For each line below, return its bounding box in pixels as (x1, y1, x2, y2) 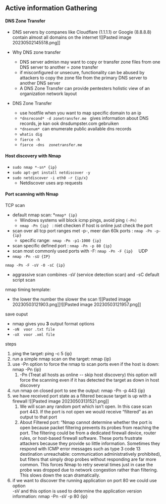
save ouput (5, 311, 28, 317)
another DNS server (19, 80, 60, 86)
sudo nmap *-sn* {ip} (12, 165, 57, 170)
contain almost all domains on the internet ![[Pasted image (12, 34, 132, 40)
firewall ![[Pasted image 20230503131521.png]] (12, 398, 109, 404)
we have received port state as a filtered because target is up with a (12, 393, 151, 399)
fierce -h (19, 137, 41, 142)
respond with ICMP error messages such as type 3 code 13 (19, 446, 141, 452)
